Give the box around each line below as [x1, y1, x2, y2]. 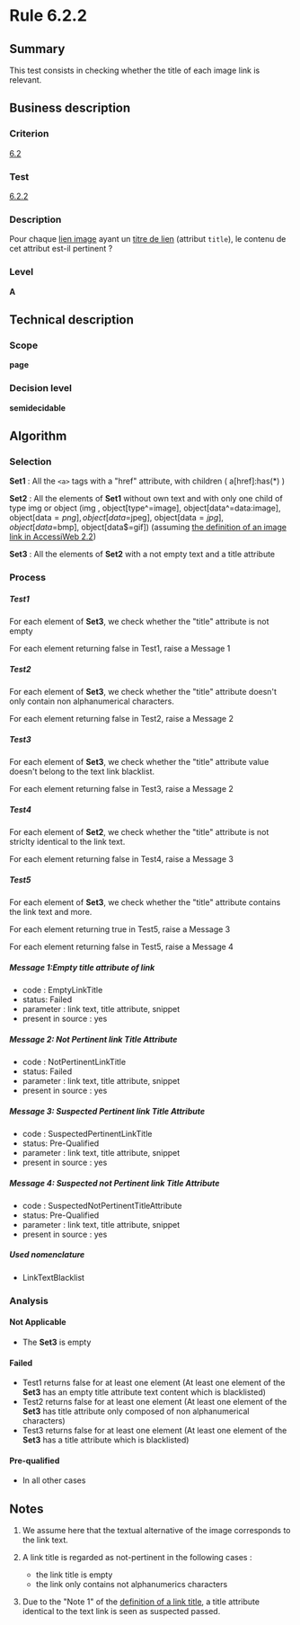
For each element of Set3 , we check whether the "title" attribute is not [9, 617, 269, 627]
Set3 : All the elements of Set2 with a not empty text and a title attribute [9, 549, 276, 560]
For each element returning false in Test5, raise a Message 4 [9, 941, 234, 953]
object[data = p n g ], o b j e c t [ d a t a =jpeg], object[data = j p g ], [9, 512, 225, 523]
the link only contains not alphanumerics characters [35, 1579, 228, 1590]
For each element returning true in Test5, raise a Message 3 [9, 924, 231, 935]
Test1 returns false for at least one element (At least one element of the [22, 1377, 286, 1389]
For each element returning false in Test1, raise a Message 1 [9, 644, 231, 654]
